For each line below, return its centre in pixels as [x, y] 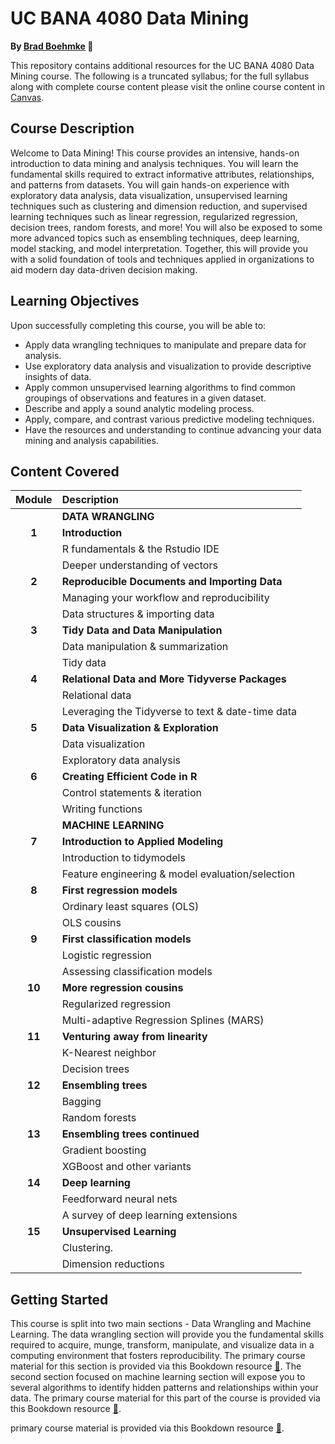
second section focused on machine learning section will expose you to [158, 1377]
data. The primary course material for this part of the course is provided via [165, 1398]
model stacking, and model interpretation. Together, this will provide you [159, 248]
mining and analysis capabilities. [91, 440]
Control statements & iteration [131, 793]
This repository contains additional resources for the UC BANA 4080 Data [162, 65]
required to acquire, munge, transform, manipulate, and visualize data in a [162, 1345]
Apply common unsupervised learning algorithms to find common [160, 387]
